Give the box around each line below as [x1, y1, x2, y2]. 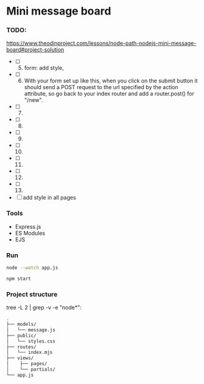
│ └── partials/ [6, 366, 56, 372]
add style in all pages [22, 194, 76, 201]
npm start [6, 275, 32, 281]
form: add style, [24, 64, 64, 72]
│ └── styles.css [6, 338, 56, 344]
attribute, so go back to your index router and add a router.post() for [24, 90, 194, 98]
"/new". [24, 96, 44, 104]
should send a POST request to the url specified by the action [24, 84, 178, 91]
